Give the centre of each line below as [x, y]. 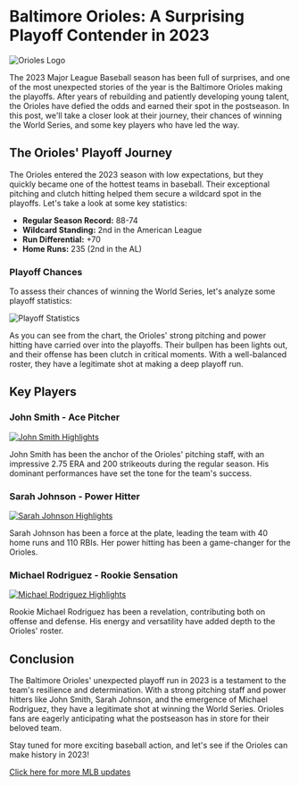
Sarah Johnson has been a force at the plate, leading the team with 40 [139, 533]
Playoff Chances [46, 272]
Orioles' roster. [37, 631]
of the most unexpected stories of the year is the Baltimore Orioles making [146, 87]
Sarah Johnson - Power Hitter [75, 496]
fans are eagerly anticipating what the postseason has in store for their [139, 719]
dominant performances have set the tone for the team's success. [131, 473]
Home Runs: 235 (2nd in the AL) [82, 248]
